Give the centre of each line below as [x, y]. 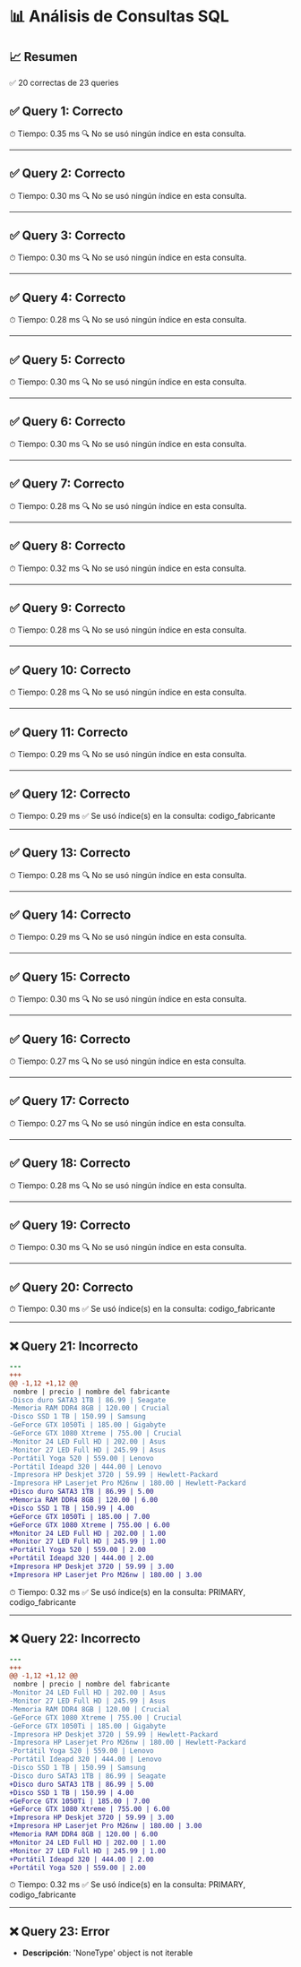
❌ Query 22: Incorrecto [75, 1639]
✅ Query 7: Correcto [67, 484]
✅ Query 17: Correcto [69, 1101]
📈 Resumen [43, 57]
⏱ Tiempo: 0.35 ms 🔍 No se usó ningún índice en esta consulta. [128, 134]
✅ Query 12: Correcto [70, 794]
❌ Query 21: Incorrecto [74, 1346]
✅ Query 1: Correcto [66, 112]
